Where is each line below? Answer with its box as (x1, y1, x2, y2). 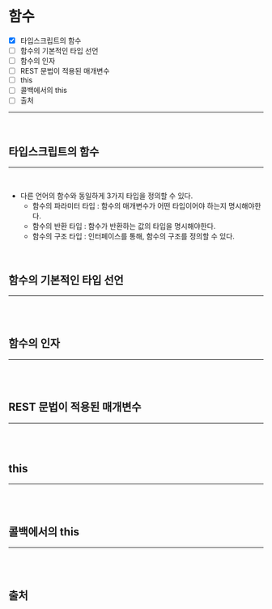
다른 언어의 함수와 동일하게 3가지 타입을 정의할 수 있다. (19, 191, 193, 201)
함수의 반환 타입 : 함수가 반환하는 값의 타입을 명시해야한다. (32, 222, 216, 231)
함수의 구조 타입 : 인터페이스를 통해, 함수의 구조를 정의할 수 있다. (32, 231, 235, 241)
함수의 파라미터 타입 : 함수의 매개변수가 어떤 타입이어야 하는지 (32, 201, 227, 211)
